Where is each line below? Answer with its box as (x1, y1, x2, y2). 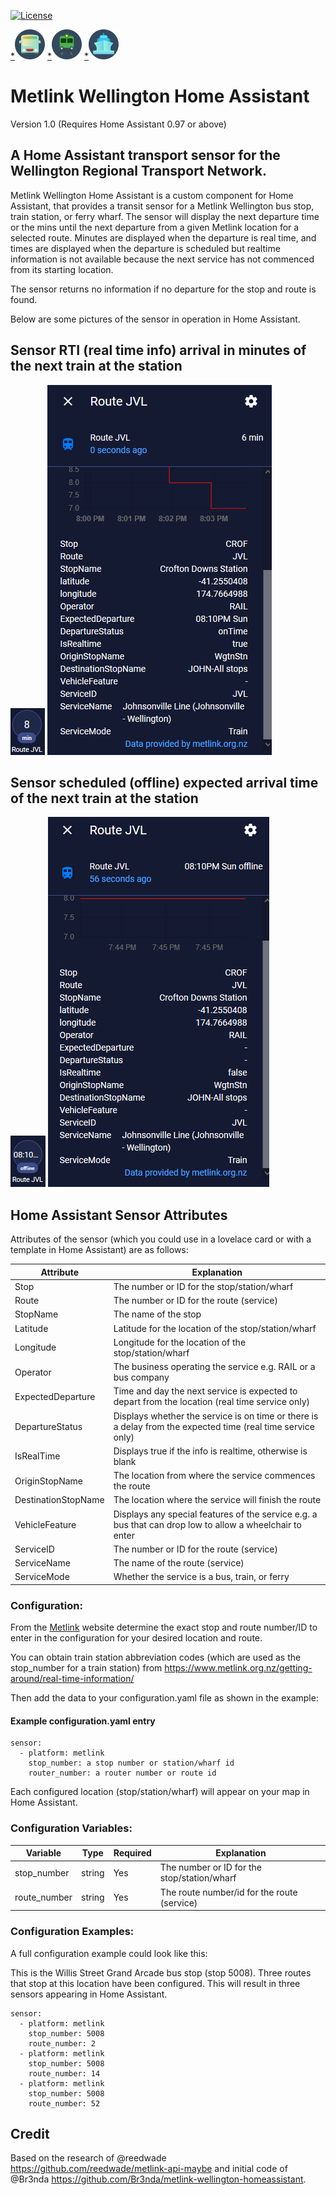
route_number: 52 (28, 2098, 101, 2109)
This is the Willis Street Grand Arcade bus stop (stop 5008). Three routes (10, 1966, 312, 1979)
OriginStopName (14, 1475, 83, 1487)
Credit (10, 2125, 50, 2142)
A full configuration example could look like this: (10, 1947, 208, 1959)
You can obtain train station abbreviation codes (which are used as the (10, 1651, 302, 1664)
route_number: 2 (28, 2038, 97, 2049)
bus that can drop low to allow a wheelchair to (113, 1518, 302, 1530)
